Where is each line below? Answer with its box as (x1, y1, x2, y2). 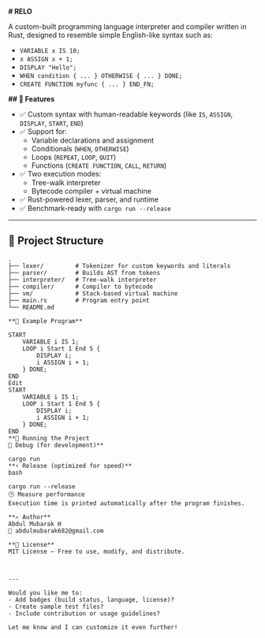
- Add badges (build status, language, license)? (8, 595, 175, 603)
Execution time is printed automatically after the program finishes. (8, 499, 245, 507)
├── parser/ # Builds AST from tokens (8, 269, 160, 276)
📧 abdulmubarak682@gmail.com (8, 527, 104, 535)
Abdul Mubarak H (8, 520, 62, 528)
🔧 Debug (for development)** (8, 441, 104, 449)
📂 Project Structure (8, 234, 104, 247)
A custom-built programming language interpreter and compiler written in (8, 22, 247, 31)
